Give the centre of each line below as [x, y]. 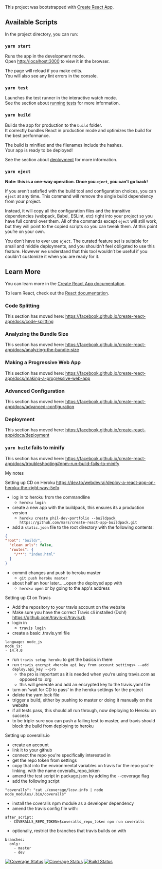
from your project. [23, 201]
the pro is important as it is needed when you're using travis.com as [87, 674]
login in [19, 622]
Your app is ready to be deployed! [39, 150]
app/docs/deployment [27, 435]
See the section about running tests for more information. [63, 103]
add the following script [36, 781]
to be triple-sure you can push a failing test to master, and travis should [84, 720]
